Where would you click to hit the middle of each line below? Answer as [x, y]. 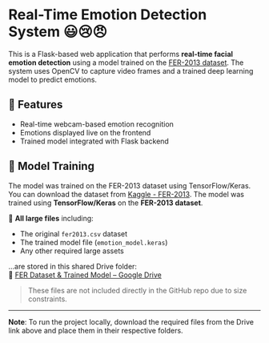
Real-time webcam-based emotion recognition [97, 124]
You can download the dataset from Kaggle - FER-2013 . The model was [126, 194]
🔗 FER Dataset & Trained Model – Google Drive [85, 275]
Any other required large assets [72, 251]
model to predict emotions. [53, 79]
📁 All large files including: [51, 218]
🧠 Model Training [51, 166]
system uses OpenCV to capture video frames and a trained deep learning [131, 71]
